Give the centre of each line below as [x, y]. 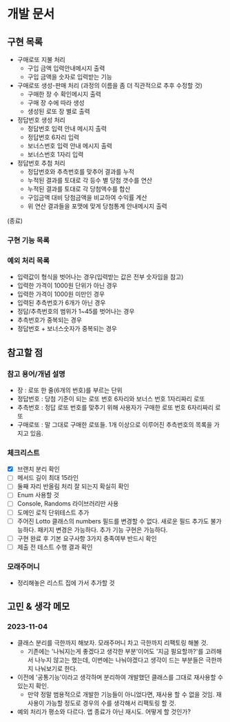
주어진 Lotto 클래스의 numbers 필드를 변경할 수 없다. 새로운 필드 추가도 [113, 521]
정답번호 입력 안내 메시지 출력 [67, 129]
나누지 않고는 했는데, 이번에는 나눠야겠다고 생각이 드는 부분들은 [119, 660]
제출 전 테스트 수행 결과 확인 [55, 547]
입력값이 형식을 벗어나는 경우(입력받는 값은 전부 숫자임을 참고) [100, 277]
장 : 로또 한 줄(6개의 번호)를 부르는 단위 [70, 390]
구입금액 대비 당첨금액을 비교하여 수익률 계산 [87, 198]
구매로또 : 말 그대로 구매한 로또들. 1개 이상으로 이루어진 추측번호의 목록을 [115, 424]
